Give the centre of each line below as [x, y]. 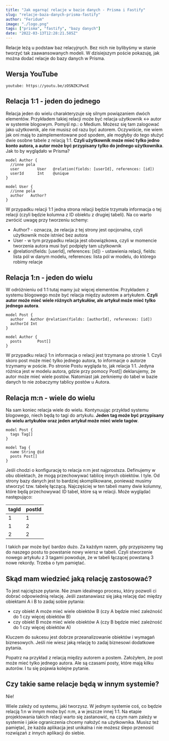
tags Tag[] [22, 435]
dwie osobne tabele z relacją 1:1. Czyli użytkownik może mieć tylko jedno [83, 140]
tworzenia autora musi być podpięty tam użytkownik [67, 245]
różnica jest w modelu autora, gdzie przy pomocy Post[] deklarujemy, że [81, 372]
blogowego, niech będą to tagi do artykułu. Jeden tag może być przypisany [85, 415]
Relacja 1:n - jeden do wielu [49, 278]
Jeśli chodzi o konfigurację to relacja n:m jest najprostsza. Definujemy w [80, 470]
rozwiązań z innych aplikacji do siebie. [46, 733]
